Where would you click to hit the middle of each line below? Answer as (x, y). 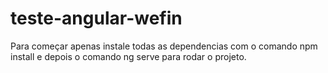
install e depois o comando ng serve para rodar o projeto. (128, 56)
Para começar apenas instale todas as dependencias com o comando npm (164, 46)
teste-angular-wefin (96, 18)
